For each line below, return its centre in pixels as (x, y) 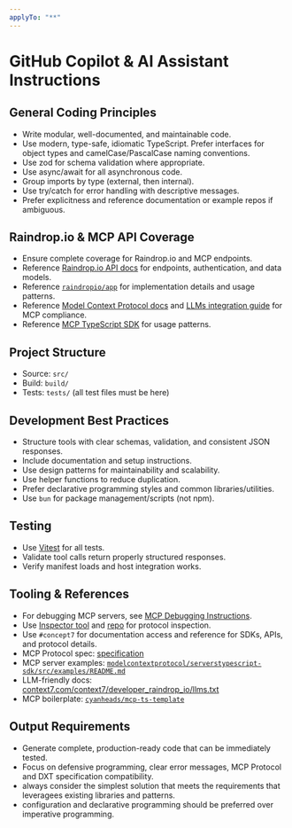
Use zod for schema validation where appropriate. (113, 162)
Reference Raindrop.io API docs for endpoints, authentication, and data (152, 268)
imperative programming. (68, 814)
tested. (35, 757)
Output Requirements (70, 726)
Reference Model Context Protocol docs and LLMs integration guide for (152, 306)
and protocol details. (59, 644)
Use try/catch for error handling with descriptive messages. (131, 191)
